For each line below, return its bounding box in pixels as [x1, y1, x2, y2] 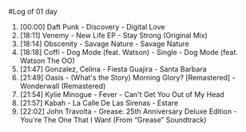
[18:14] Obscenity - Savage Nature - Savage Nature [19, 39, 189, 49]
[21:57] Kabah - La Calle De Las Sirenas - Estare [19, 99, 178, 107]
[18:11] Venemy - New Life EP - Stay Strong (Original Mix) [19, 31, 208, 40]
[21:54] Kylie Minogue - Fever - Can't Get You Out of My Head [19, 90, 225, 99]
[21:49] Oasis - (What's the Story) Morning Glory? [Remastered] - [19, 73, 236, 82]
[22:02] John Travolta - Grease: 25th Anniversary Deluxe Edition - [19, 107, 237, 116]
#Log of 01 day [8, 7, 58, 16]
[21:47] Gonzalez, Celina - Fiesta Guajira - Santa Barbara [19, 64, 207, 74]
